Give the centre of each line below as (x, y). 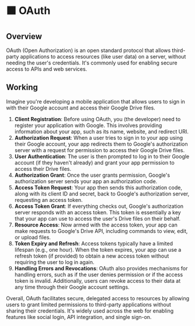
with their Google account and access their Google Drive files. (81, 108)
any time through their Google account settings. (72, 287)
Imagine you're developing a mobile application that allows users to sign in (96, 101)
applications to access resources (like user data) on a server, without (103, 56)
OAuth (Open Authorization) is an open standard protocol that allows (88, 50)
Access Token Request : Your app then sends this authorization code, (98, 187)
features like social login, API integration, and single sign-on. (79, 317)
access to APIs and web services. (47, 69)
